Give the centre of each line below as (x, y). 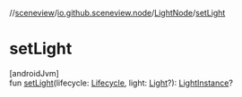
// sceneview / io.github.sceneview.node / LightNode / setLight (117, 13)
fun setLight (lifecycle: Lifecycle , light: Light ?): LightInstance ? (121, 83)
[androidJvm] (35, 73)
